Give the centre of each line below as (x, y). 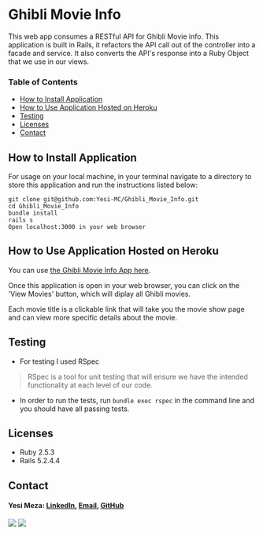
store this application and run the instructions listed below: (103, 185)
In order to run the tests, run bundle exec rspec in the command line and (137, 400)
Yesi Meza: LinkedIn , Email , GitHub (66, 506)
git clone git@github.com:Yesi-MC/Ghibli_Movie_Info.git (104, 200)
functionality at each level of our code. (90, 385)
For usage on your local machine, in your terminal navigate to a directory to (130, 177)
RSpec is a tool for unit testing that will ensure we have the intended (137, 376)
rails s (21, 220)
